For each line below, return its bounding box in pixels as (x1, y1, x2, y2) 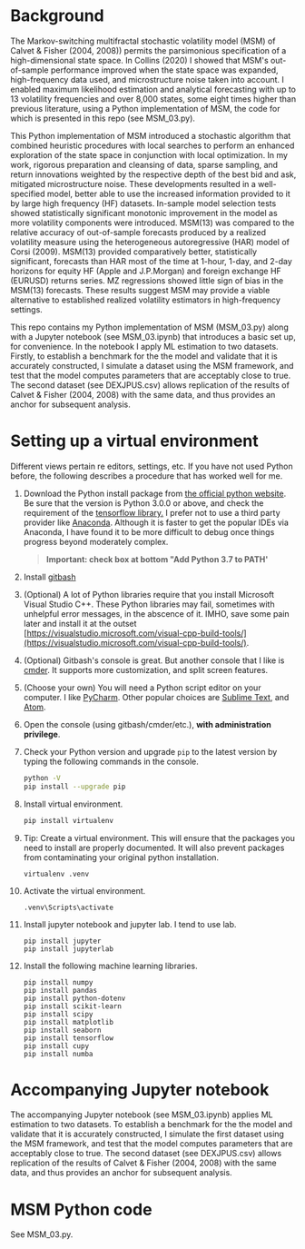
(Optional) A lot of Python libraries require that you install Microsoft (23, 589, 275, 600)
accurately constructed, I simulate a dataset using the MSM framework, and (10, 360, 294, 371)
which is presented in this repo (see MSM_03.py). (10, 113, 196, 124)
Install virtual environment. (23, 798, 123, 809)
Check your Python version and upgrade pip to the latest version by (23, 746, 278, 757)
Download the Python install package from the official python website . (23, 488, 287, 499)
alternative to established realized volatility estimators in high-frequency (10, 294, 280, 305)
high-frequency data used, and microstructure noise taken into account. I (10, 74, 285, 84)
